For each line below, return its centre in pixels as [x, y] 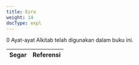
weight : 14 [20, 17]
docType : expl [24, 23]
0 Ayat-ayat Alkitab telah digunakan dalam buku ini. [70, 40]
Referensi [47, 55]
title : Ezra [21, 12]
